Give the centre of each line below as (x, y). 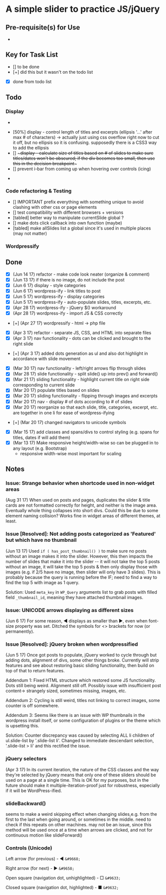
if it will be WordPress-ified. (34, 791)
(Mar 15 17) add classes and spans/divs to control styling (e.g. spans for (86, 432)
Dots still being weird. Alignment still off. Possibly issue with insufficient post (83, 686)
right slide (23, 344)
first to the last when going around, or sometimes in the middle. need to (78, 819)
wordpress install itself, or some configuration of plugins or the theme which (83, 720)
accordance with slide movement (46, 359)
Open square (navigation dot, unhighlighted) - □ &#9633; (63, 878)
